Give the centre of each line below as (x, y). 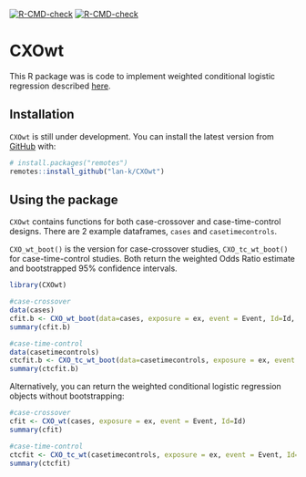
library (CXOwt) (38, 285)
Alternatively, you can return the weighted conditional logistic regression (146, 387)
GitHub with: (33, 146)
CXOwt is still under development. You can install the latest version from (142, 136)
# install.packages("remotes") (69, 163)
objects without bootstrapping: (67, 396)
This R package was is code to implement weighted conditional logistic (143, 76)
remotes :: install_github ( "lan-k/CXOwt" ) (87, 171)
